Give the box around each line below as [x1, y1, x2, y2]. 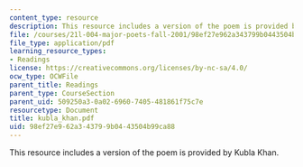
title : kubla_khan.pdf [9, 114, 95, 123]
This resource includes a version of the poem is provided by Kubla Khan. [9, 147, 280, 158]
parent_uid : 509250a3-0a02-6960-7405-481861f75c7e [9, 97, 204, 107]
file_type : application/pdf [9, 38, 115, 48]
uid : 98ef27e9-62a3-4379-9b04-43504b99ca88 [9, 123, 176, 132]
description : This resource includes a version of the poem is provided [9, 22, 289, 31]
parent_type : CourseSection [9, 88, 115, 97]
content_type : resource [9, 13, 99, 23]
